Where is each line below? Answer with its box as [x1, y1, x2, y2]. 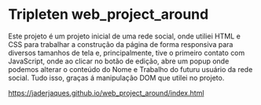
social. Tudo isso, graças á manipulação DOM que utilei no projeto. [8, 73, 225, 82]
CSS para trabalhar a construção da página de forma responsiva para [8, 39, 233, 49]
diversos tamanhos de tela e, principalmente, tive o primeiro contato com [8, 48, 245, 57]
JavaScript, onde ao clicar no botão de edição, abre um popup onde [8, 56, 230, 66]
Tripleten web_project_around [8, 5, 209, 24]
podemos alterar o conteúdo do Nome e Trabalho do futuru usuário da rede [8, 64, 253, 74]
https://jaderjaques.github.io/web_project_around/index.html [8, 88, 204, 97]
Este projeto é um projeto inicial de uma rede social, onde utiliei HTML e [8, 31, 241, 41]
